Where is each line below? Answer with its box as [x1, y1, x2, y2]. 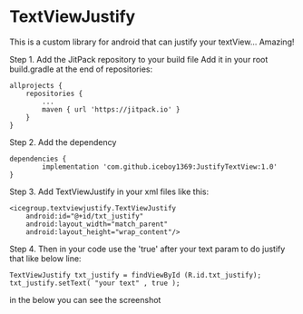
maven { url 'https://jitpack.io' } [42, 104, 181, 114]
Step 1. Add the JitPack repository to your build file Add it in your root [9, 54, 269, 64]
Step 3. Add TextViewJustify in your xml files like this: [9, 186, 210, 197]
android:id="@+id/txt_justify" [25, 211, 144, 221]
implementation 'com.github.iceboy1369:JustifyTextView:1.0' [42, 162, 279, 172]
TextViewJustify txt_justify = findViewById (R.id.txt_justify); [9, 270, 261, 280]
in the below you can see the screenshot [9, 294, 161, 305]
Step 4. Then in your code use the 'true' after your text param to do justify [9, 243, 286, 254]
